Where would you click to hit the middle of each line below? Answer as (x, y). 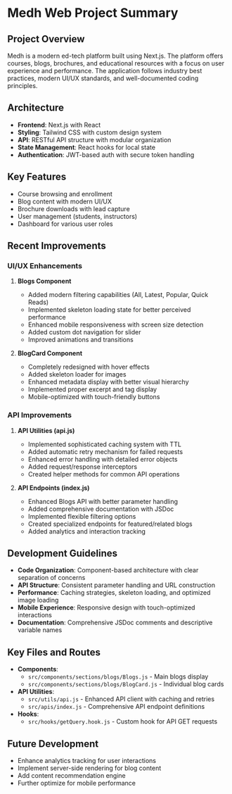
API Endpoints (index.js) (53, 488)
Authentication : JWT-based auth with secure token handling (106, 155)
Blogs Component (44, 281)
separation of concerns (51, 578)
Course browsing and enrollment (65, 194)
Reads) (38, 302)
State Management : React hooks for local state (86, 147)
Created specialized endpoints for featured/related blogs (110, 524)
